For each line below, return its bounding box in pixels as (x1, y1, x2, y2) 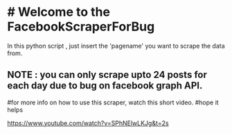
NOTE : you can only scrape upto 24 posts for (7, 69, 208, 81)
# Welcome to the (7, 4, 111, 20)
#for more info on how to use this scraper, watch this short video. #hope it (7, 98, 220, 106)
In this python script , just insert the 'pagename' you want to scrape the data (7, 41, 225, 50)
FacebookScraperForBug (7, 19, 155, 35)
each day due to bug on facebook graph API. (7, 80, 203, 92)
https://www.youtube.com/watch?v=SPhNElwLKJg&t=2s (7, 119, 169, 127)
